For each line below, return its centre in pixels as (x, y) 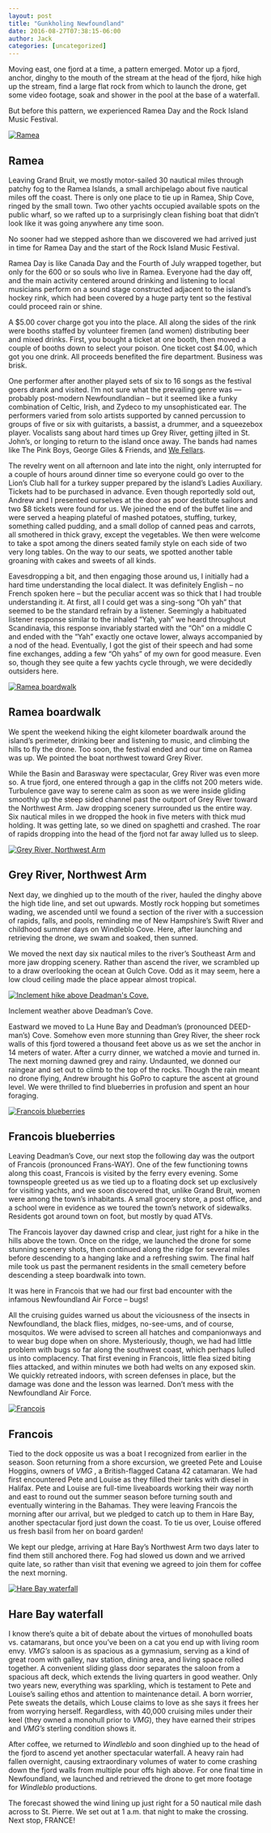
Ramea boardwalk (55, 712)
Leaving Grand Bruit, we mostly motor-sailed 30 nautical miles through (126, 180)
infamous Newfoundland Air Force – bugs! (78, 1300)
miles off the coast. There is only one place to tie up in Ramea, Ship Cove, (131, 197)
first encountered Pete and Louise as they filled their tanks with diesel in (129, 1480)
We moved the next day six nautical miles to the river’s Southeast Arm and (132, 953)
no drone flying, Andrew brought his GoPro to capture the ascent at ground (133, 1078)
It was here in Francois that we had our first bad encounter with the (121, 1291)
